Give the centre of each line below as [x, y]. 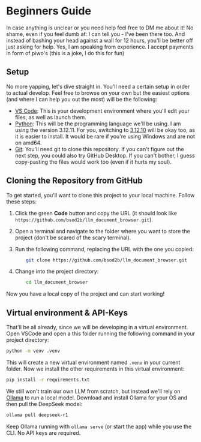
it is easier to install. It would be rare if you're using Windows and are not [105, 136]
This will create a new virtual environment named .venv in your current [93, 362]
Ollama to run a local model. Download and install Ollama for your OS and [97, 398]
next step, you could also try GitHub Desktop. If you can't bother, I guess [105, 155]
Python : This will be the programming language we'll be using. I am [98, 124]
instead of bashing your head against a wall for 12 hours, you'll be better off [100, 40]
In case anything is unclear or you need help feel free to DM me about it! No [100, 28]
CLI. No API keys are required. [43, 432]
